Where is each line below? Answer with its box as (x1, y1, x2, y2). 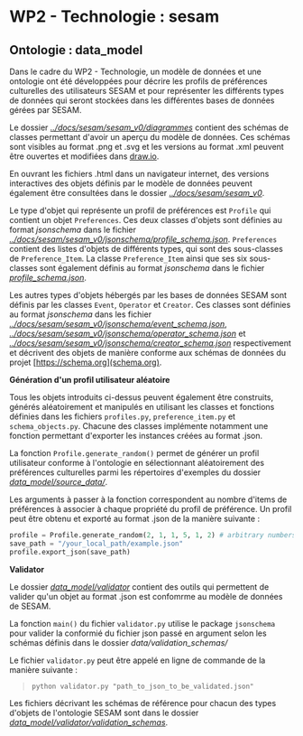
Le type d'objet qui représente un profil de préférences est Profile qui (9, 205, 271, 216)
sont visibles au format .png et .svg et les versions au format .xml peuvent (9, 142, 284, 152)
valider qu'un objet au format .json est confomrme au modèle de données (9, 591, 283, 601)
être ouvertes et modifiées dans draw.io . (9, 151, 160, 162)
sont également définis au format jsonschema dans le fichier (39, 263, 265, 273)
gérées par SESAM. (9, 105, 82, 115)
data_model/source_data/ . (9, 477, 108, 487)
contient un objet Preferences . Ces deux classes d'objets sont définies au (9, 215, 282, 225)
